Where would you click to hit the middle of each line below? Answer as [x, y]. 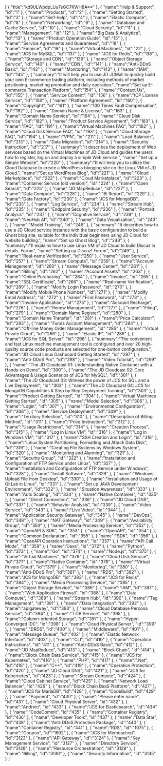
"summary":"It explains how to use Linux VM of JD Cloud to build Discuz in [80, 245]
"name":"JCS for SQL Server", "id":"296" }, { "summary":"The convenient [79, 339]
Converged [16, 624]
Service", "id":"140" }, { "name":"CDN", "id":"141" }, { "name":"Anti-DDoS [78, 64]
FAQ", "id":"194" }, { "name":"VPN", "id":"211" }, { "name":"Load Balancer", [80, 137]
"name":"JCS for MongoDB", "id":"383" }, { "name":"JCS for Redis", [72, 577]
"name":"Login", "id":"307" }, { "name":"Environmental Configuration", [75, 406]
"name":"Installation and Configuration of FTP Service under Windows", [77, 468]
